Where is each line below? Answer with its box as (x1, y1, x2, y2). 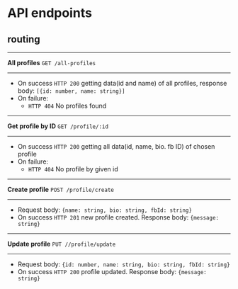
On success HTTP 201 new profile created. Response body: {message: (17, 213, 220, 221)
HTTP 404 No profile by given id (28, 165, 118, 173)
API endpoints (7, 5, 92, 21)
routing (7, 33, 40, 45)
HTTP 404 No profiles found (28, 101, 107, 110)
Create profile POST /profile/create (7, 186, 115, 193)
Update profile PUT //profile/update (7, 239, 116, 248)
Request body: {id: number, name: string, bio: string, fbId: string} (17, 260, 230, 268)
